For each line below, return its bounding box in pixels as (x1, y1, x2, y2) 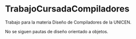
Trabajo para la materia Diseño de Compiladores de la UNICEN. (5, 19, 132, 25)
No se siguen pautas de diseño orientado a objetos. (5, 28, 108, 34)
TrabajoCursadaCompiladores (5, 3, 130, 14)
